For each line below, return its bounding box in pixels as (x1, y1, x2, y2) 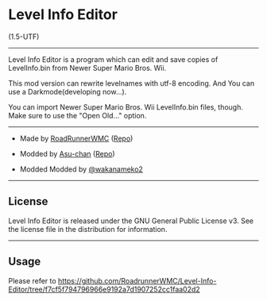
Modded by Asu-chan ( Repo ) (19, 149, 115, 158)
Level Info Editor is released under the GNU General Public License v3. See (8, 216, 254, 226)
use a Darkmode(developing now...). (8, 87, 127, 96)
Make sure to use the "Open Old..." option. (8, 110, 147, 120)
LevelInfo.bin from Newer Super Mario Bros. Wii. (8, 63, 167, 72)
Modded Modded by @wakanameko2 (19, 164, 143, 174)
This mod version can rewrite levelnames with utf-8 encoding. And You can (8, 78, 255, 88)
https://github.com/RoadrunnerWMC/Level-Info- (58, 276, 217, 285)
